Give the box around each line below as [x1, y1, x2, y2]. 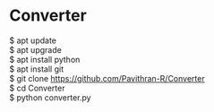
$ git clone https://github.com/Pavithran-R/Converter [9, 73, 205, 83]
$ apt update [9, 35, 56, 46]
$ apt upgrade [9, 44, 63, 55]
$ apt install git [9, 64, 64, 74]
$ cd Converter [9, 82, 65, 93]
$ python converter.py [9, 91, 91, 103]
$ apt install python [9, 54, 81, 65]
